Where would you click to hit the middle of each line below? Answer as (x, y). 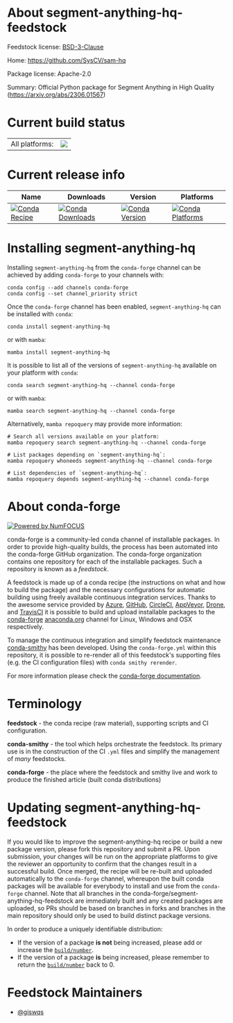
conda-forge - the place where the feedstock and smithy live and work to (112, 772)
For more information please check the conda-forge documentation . (105, 676)
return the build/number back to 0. (66, 965)
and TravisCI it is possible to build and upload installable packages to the (111, 612)
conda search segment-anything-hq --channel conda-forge (91, 385)
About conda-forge (64, 506)
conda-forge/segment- (166, 893)
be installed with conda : (40, 313)
